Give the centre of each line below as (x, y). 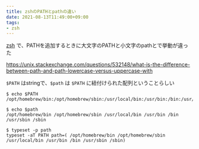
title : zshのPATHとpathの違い (41, 11)
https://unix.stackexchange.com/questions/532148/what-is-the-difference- (98, 65)
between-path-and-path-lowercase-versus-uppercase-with (79, 71)
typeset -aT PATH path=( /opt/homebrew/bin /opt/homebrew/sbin (86, 135)
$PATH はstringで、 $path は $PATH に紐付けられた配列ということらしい (90, 83)
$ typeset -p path (29, 130)
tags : (13, 22)
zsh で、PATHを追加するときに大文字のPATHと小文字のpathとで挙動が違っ (97, 45)
